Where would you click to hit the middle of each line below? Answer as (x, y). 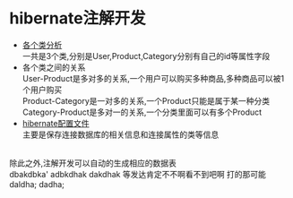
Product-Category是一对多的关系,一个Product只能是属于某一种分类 (146, 100)
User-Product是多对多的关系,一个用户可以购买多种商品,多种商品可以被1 (153, 78)
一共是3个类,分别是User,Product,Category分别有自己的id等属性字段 (146, 56)
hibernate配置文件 (56, 123)
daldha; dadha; (37, 184)
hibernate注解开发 (78, 18)
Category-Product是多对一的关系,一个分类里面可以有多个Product (142, 112)
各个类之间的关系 (54, 67)
